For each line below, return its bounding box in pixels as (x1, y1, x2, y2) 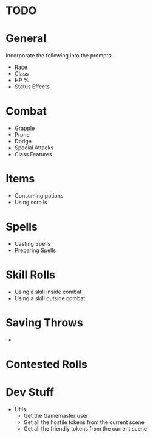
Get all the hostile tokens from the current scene (23, 418, 145, 426)
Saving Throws (5, 316, 83, 330)
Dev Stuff (5, 386, 54, 400)
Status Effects (14, 83, 50, 90)
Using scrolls (14, 199, 47, 206)
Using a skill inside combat (14, 288, 82, 295)
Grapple (14, 124, 35, 132)
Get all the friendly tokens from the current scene (23, 425, 147, 432)
